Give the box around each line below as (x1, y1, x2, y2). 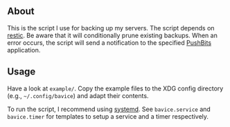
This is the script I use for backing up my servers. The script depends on (7, 23, 215, 32)
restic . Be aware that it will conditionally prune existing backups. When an (7, 31, 218, 39)
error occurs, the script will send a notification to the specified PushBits (7, 38, 212, 47)
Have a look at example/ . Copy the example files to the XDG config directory (7, 84, 224, 92)
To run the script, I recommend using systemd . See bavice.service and (7, 105, 211, 113)
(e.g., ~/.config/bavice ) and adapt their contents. (7, 91, 149, 99)
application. (7, 46, 41, 54)
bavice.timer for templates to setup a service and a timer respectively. (7, 112, 209, 120)
